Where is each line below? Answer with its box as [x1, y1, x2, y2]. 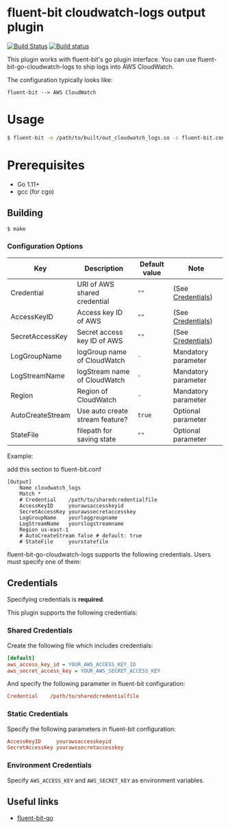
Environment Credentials [7, 761, 92, 770]
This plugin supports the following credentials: [7, 609, 138, 617]
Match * [19, 490, 41, 497]
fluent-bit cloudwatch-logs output [7, 5, 206, 21]
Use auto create [77, 406, 129, 416]
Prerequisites [7, 157, 86, 173]
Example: [7, 452, 34, 460]
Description [84, 264, 124, 273]
